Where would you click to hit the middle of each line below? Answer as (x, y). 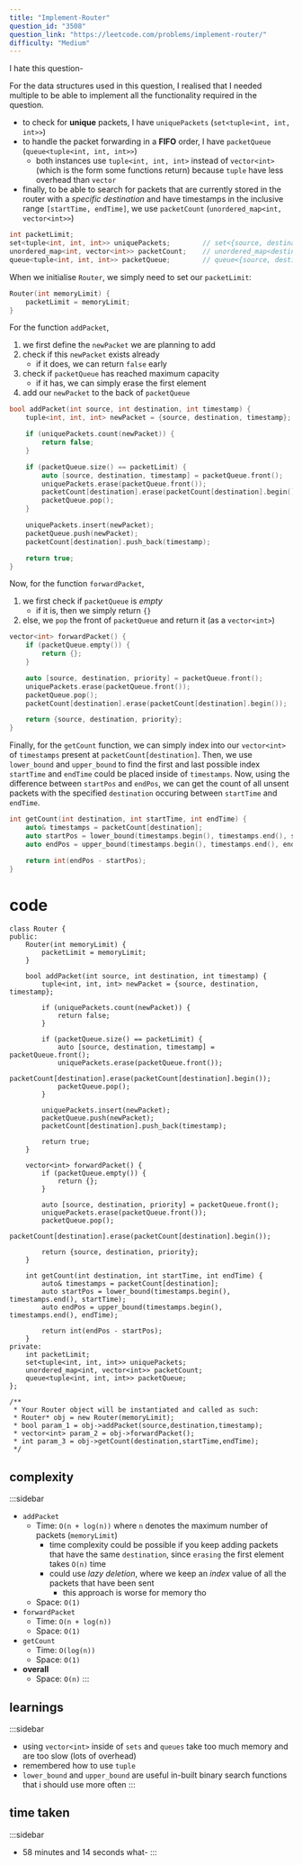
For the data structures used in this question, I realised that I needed (136, 86)
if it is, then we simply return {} (93, 611)
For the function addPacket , (59, 328)
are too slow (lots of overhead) (79, 1756)
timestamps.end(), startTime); (68, 1300)
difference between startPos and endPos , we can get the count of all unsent (149, 784)
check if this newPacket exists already (91, 355)
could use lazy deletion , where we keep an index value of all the (168, 1574)
